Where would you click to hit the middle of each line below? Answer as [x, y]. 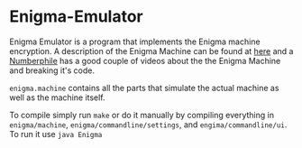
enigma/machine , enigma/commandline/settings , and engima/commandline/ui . [148, 125]
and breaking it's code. [52, 70]
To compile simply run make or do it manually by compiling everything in [142, 115]
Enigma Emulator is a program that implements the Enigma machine [135, 42]
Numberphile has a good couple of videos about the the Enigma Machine [145, 60]
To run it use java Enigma [56, 134]
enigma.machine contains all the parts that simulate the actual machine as [144, 88]
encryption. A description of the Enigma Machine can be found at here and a [151, 51]
